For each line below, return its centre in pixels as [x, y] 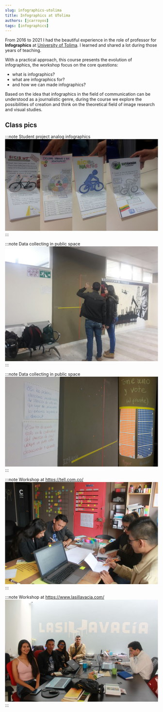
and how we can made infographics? [49, 85]
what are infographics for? [38, 80]
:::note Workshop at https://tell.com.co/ [44, 480]
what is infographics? [33, 74]
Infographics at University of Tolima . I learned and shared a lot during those [81, 45]
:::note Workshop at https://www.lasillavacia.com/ [55, 597]
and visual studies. [24, 110]
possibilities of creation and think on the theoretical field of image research [80, 104]
